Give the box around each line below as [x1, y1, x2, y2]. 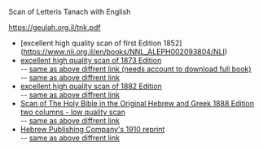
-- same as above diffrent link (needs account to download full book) [20, 64, 252, 74]
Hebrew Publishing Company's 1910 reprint [20, 125, 165, 134]
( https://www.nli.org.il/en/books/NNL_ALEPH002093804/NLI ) [20, 47, 228, 56]
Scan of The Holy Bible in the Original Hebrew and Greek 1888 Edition [20, 99, 255, 108]
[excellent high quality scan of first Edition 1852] [20, 38, 182, 48]
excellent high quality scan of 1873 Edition [20, 56, 162, 65]
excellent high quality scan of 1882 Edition [20, 81, 163, 91]
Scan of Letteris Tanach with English [8, 7, 131, 16]
